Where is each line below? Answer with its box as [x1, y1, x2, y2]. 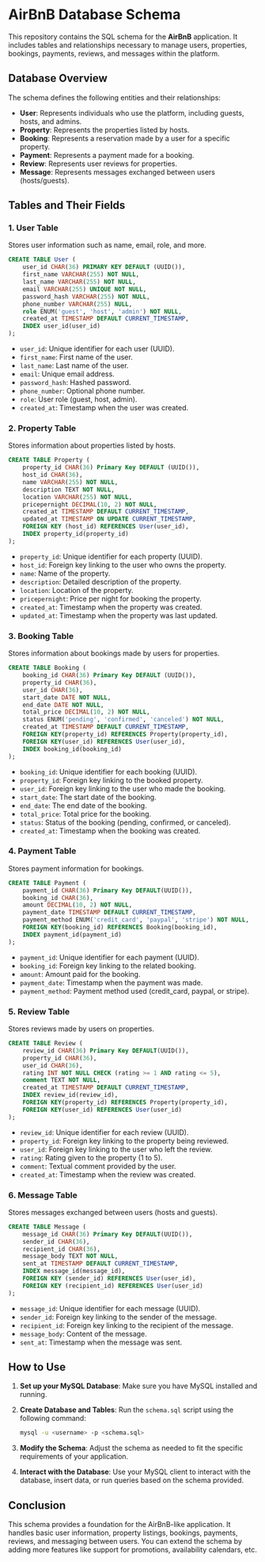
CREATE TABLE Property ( [8, 456, 90, 464]
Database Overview [8, 71, 108, 85]
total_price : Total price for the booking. [19, 809, 152, 818]
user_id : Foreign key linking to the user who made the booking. [19, 783, 226, 793]
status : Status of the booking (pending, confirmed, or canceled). [19, 818, 231, 827]
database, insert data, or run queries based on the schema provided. [19, 1475, 244, 1485]
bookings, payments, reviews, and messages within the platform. [8, 48, 220, 58]
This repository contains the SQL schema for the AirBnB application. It [8, 32, 238, 41]
